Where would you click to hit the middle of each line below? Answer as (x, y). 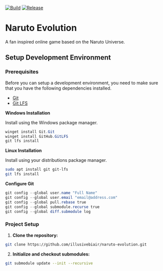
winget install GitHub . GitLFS (37, 136)
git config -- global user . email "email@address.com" (61, 197)
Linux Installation (24, 151)
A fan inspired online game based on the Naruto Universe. (65, 42)
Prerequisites (22, 72)
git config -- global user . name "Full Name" (51, 193)
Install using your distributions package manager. (56, 160)
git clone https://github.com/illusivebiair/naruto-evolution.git (76, 244)
